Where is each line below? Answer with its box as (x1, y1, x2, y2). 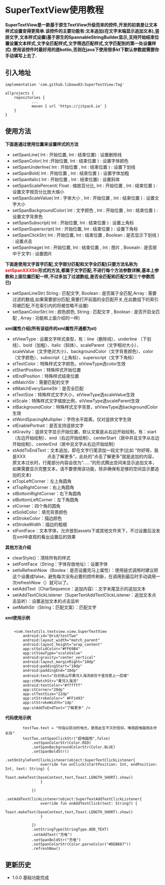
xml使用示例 (5, 614, 31, 621)
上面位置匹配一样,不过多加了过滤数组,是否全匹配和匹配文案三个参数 (13, 273, 151, 279)
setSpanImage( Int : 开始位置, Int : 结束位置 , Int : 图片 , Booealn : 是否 (12, 244, 153, 250)
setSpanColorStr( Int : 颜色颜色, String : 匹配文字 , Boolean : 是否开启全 (12, 309, 156, 315)
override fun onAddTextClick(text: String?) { (40, 801, 138, 806)
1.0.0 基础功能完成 (12, 875, 49, 881)
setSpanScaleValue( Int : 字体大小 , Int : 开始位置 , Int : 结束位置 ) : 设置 (12, 195, 155, 201)
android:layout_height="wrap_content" (23, 642, 102, 647)
